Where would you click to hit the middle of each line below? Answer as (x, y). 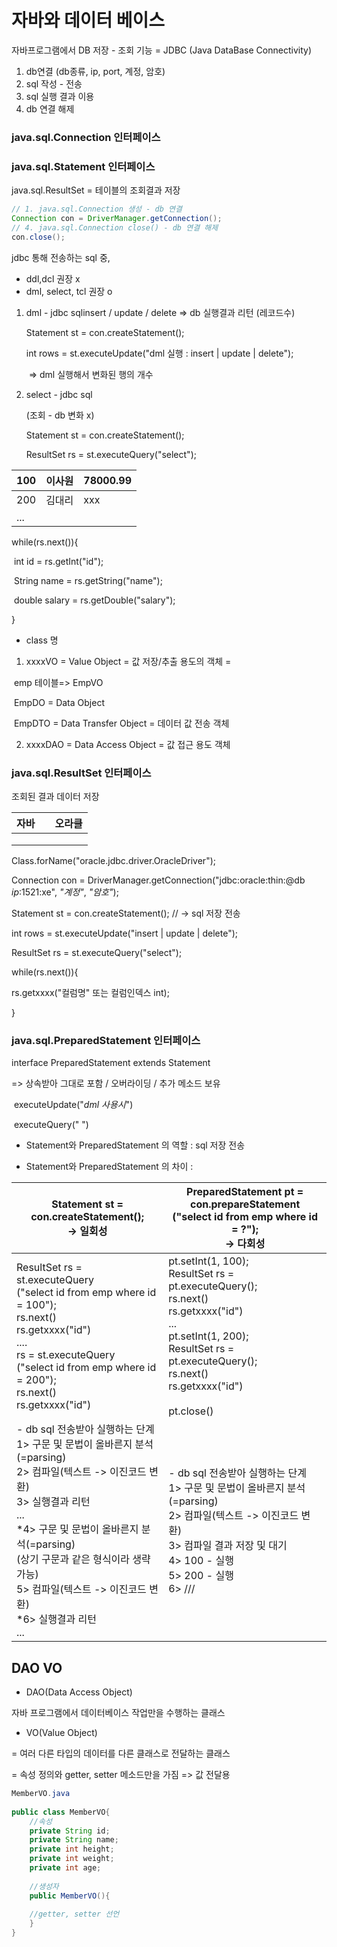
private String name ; (74, 1840)
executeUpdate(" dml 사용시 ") (73, 1105)
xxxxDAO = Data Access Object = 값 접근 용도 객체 (128, 744)
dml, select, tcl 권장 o (69, 291)
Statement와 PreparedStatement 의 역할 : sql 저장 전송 (135, 1145)
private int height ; (72, 1849)
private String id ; (70, 1831)
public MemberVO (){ (70, 1896)
